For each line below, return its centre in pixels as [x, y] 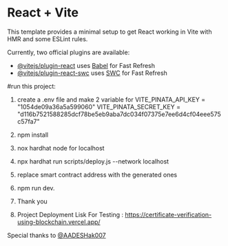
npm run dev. [36, 188]
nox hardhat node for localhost [61, 148]
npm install [33, 135]
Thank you [32, 201]
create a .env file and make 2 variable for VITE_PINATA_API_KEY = [111, 99]
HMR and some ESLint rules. [48, 38]
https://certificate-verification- [168, 214]
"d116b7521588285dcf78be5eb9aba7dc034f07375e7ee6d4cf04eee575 [119, 114]
